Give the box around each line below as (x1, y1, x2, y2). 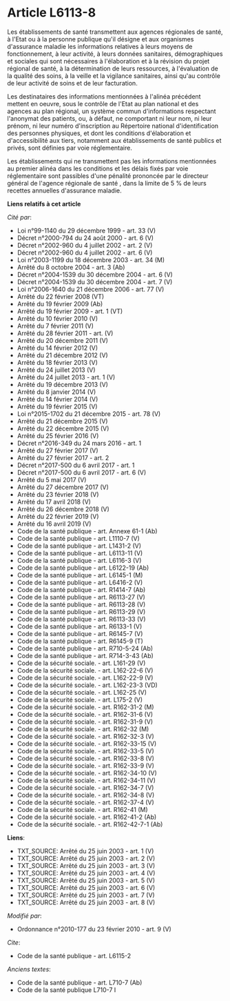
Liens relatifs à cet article (7, 199, 81, 208)
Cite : (7, 938, 21, 947)
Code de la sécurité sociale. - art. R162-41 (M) (17, 805, 148, 813)
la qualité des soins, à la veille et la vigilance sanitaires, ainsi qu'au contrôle (7, 71, 220, 80)
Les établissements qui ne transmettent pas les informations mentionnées (7, 157, 217, 165)
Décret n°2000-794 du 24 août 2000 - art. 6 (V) (17, 233, 154, 242)
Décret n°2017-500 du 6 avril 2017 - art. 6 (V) (17, 468, 147, 477)
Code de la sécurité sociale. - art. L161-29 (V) (17, 659, 146, 667)
